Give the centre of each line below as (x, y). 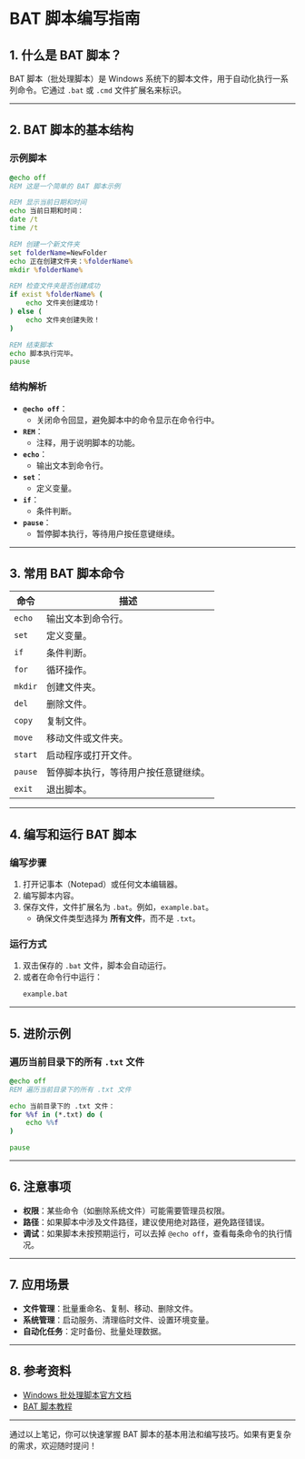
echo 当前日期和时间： (47, 211)
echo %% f (42, 1123)
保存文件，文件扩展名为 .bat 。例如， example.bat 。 (118, 907)
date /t (24, 219)
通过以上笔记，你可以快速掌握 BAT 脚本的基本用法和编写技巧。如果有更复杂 (151, 1434)
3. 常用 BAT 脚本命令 (67, 573)
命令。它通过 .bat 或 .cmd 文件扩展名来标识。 (102, 90)
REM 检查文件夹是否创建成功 (55, 286)
